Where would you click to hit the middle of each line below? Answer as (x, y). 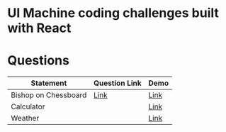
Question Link (117, 83)
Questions (38, 61)
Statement (49, 83)
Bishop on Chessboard (49, 95)
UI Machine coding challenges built (113, 13)
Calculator (28, 106)
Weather (25, 119)
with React (39, 28)
